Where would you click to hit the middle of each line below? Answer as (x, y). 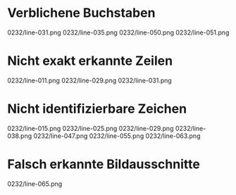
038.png (20, 136)
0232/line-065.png (35, 184)
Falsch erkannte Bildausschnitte (104, 164)
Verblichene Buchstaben (81, 13)
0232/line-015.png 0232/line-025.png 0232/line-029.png (91, 128)
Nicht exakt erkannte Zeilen (90, 61)
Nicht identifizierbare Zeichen (97, 109)
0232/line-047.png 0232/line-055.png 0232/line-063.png (117, 136)
